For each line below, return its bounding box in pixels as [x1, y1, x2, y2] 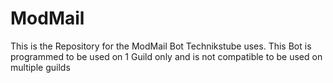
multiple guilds [10, 61, 71, 73]
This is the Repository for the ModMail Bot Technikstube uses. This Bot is [10, 40, 312, 52]
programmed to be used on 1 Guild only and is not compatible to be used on [10, 50, 323, 62]
